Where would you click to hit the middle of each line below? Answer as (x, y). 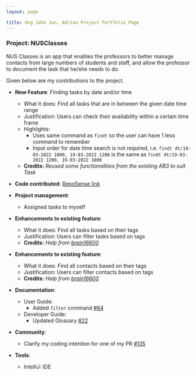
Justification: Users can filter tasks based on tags (84, 236)
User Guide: (38, 301)
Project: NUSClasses (37, 44)
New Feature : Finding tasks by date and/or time (73, 92)
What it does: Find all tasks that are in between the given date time (105, 103)
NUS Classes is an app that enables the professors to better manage (90, 56)
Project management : (42, 195)
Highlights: (37, 129)
